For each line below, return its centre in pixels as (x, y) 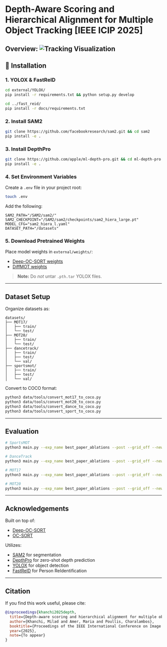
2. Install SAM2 (24, 121)
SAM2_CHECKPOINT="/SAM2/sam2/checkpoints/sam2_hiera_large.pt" (72, 220)
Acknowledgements (37, 509)
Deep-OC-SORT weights (38, 261)
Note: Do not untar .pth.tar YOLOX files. (59, 276)
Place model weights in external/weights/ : (49, 252)
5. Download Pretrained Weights (45, 241)
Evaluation (22, 431)
